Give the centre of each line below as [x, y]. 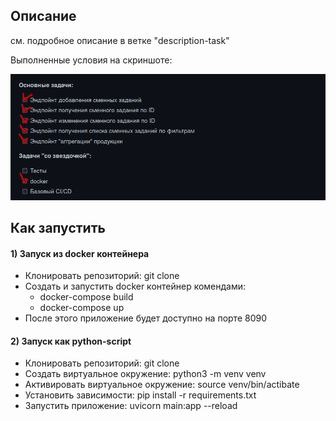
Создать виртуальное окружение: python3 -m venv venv [145, 374]
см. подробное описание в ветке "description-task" [120, 40]
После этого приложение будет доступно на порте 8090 [146, 318]
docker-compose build [86, 297]
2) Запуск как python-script [71, 341]
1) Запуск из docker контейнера [80, 253]
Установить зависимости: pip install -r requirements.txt [140, 395]
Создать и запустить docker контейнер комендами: [135, 286]
